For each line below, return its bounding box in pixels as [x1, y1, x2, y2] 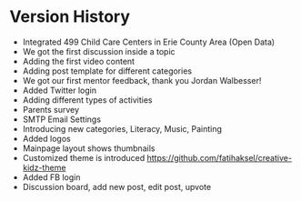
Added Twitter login [22, 85, 97, 95]
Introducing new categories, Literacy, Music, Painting [22, 123, 223, 134]
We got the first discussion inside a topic [22, 45, 176, 56]
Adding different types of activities [22, 94, 153, 106]
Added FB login [22, 171, 81, 183]
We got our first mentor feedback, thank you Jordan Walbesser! [22, 75, 262, 85]
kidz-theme [22, 162, 66, 173]
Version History [9, 6, 130, 27]
